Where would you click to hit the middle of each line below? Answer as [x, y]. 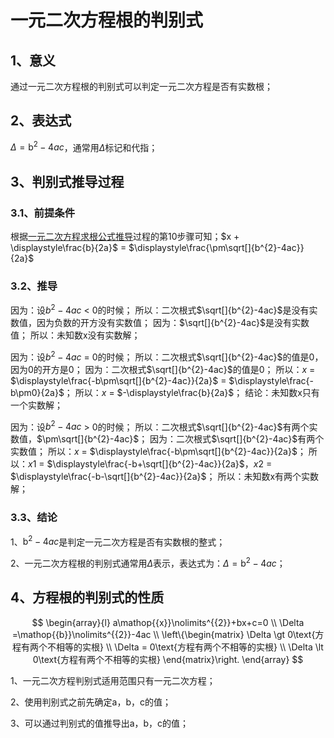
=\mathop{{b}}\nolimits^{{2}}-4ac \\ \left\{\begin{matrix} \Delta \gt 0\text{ [163, 634]
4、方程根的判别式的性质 [87, 597]
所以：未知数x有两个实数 [268, 477]
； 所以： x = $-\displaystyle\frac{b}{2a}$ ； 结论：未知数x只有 [191, 392]
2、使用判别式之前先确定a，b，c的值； [91, 702]
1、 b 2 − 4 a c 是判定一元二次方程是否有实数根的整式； [118, 541]
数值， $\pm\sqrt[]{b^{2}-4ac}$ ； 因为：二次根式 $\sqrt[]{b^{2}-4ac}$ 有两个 [167, 439]
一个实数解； [36, 405]
